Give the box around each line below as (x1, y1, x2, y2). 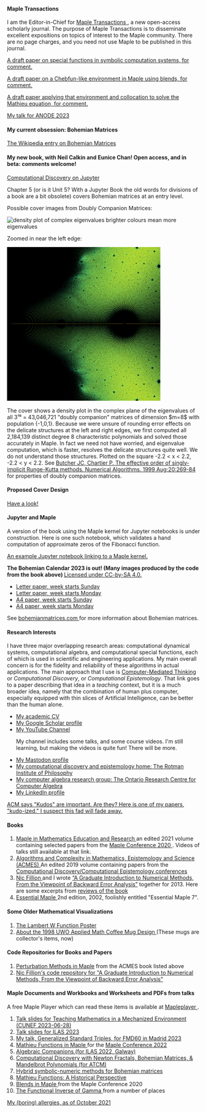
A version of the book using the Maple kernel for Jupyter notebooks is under (7, 527, 200, 535)
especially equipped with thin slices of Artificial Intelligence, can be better (7, 695, 194, 702)
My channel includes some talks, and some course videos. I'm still (15, 738, 183, 745)
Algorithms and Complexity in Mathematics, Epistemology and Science (15, 854, 195, 862)
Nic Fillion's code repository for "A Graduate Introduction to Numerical (15, 969, 194, 976)
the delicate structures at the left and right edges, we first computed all (7, 426, 187, 433)
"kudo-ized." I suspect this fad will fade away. (7, 807, 123, 814)
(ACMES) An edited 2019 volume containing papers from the (15, 861, 169, 869)
